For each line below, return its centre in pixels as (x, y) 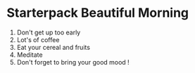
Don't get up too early (49, 32)
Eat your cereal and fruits (54, 47)
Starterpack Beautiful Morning (98, 13)
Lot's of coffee (38, 39)
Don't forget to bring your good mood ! (73, 62)
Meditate (30, 55)
